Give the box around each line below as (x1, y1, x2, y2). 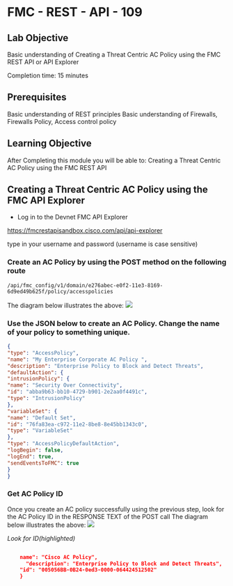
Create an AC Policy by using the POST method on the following (7, 257, 227, 267)
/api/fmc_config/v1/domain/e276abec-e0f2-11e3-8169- (7, 282, 163, 289)
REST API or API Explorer (7, 58, 79, 66)
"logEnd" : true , (7, 453, 54, 460)
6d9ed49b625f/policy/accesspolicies (7, 288, 113, 295)
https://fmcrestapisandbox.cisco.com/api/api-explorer (7, 226, 163, 235)
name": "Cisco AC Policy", (19, 553, 98, 561)
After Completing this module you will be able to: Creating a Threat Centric (7, 156, 221, 164)
